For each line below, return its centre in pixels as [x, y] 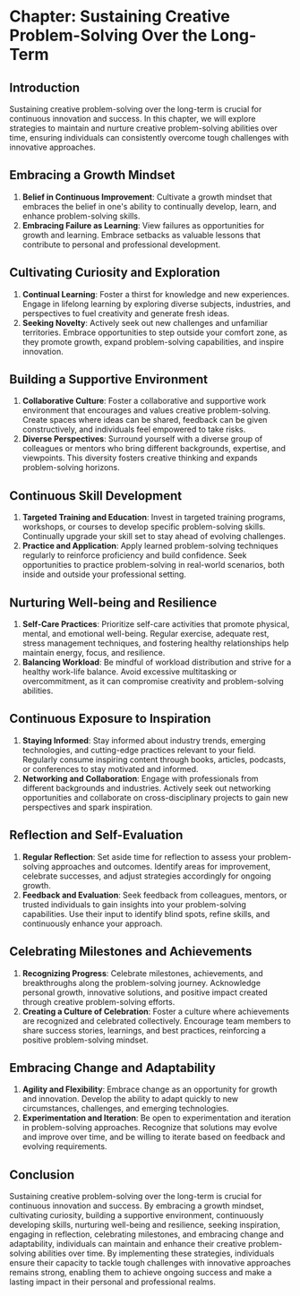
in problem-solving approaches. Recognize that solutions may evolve [150, 1128]
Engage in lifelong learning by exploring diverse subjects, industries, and [156, 304]
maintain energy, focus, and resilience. [94, 653]
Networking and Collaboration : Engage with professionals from [140, 778]
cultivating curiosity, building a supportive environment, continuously [137, 1215]
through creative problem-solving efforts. [99, 1001]
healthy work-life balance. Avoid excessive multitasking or [129, 672]
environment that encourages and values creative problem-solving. [146, 410]
